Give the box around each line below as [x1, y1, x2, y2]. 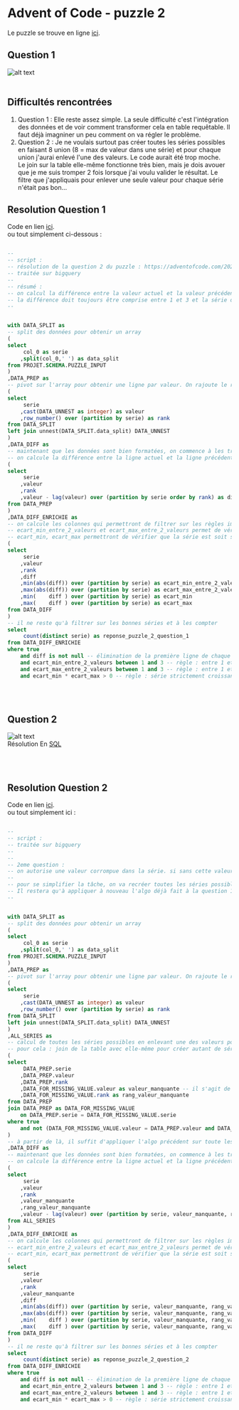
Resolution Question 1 [7, 203, 106, 215]
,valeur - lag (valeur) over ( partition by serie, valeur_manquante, [20, 1211, 228, 1218]
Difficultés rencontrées [7, 96, 112, 108]
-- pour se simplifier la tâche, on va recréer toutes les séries [7, 881, 208, 888]
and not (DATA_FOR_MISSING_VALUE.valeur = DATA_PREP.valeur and [20, 1125, 215, 1132]
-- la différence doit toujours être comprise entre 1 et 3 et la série [7, 297, 228, 304]
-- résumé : [7, 283, 43, 290]
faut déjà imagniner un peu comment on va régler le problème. [17, 130, 201, 139]
